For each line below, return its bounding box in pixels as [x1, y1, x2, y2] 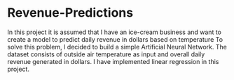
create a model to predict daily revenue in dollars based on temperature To [7, 35, 223, 43]
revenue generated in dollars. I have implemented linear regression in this [7, 57, 219, 65]
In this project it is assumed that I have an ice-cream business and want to [7, 28, 222, 36]
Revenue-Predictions [7, 5, 134, 21]
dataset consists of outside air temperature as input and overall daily [7, 50, 205, 58]
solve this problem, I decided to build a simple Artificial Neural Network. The [7, 42, 228, 51]
